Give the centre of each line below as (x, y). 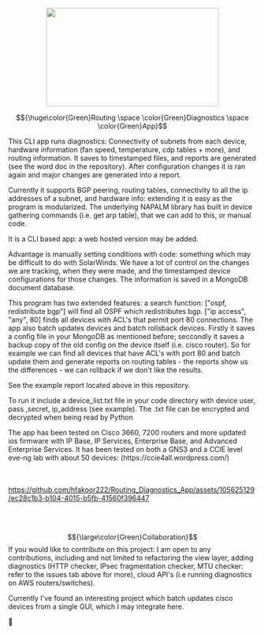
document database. (42, 287)
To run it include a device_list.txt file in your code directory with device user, (132, 401)
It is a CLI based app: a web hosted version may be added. (103, 239)
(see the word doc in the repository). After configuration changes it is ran (127, 166)
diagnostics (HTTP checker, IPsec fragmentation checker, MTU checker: (126, 566)
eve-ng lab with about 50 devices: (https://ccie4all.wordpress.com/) (119, 458)
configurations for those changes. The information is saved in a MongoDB (128, 279)
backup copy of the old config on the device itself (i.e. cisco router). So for (129, 345)
